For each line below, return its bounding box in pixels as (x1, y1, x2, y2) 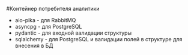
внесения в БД (14, 42, 53, 49)
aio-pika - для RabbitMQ (14, 17, 76, 23)
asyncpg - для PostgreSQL (14, 23, 82, 30)
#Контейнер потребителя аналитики (6, 5, 100, 12)
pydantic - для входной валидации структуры (14, 29, 132, 36)
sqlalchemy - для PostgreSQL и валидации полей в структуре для (14, 36, 183, 42)
